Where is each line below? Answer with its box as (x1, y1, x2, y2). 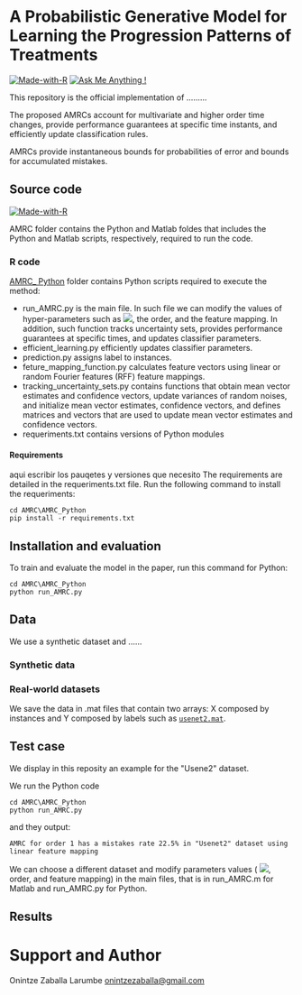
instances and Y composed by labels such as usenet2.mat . (9, 713, 226, 723)
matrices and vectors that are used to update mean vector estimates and (22, 410, 293, 420)
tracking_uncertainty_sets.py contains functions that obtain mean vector (22, 381, 291, 392)
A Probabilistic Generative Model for (9, 6, 288, 27)
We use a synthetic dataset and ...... (9, 636, 142, 647)
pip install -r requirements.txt (9, 514, 135, 523)
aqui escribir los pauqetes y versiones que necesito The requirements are (9, 469, 283, 480)
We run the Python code (9, 780, 100, 791)
